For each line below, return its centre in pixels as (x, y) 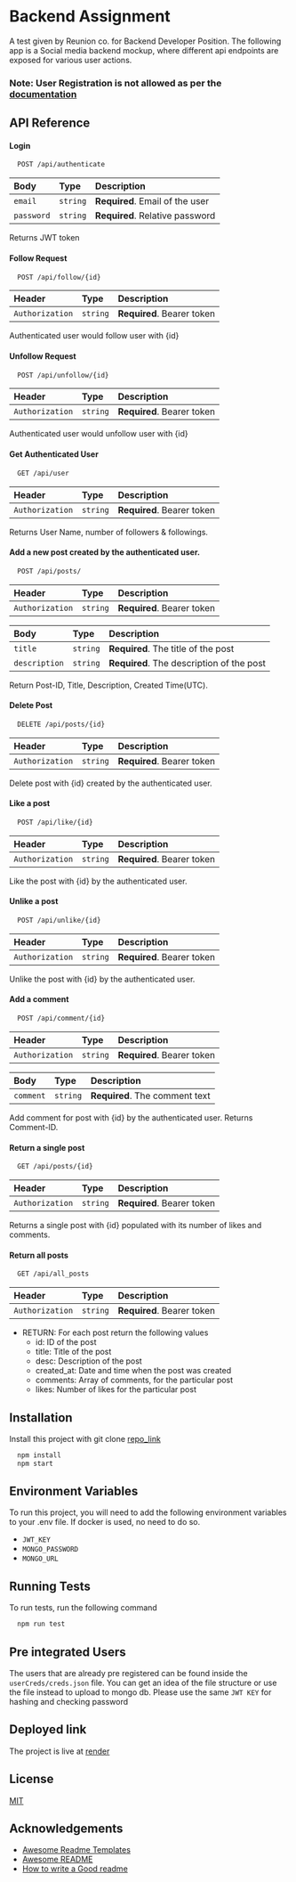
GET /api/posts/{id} (55, 1167)
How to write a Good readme (75, 1869)
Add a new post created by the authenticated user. (104, 552)
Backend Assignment (90, 16)
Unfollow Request (43, 356)
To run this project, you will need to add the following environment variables (148, 1512)
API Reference (50, 123)
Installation (41, 1418)
